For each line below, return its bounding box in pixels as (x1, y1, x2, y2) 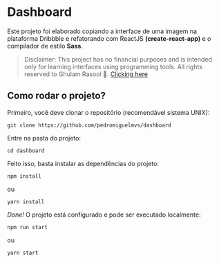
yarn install (7, 198, 45, 205)
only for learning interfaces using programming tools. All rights (23, 62, 202, 71)
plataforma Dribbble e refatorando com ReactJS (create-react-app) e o (7, 34, 211, 42)
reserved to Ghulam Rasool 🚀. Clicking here (23, 70, 149, 78)
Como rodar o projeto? (7, 90, 106, 102)
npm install (7, 172, 41, 180)
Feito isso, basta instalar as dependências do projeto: (7, 159, 159, 167)
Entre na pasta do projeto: (7, 134, 82, 142)
